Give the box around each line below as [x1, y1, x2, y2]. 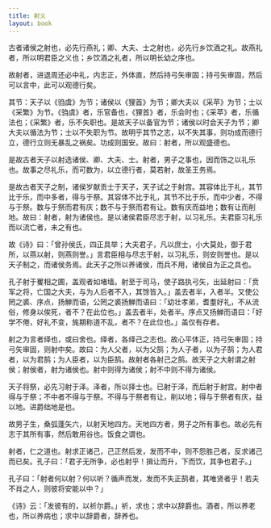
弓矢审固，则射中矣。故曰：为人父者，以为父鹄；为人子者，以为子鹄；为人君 [8, 344, 263, 354]
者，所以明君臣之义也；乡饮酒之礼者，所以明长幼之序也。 [8, 52, 199, 62]
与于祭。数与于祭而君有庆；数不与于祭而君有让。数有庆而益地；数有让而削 [8, 202, 256, 212]
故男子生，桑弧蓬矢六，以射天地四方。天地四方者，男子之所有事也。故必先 [8, 419, 256, 429]
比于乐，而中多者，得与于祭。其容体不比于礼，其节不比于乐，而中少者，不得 [8, 191, 263, 202]
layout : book [8, 19, 52, 27]
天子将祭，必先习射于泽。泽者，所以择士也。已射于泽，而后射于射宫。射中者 [8, 381, 263, 392]
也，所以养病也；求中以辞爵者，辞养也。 [8, 510, 143, 521]
